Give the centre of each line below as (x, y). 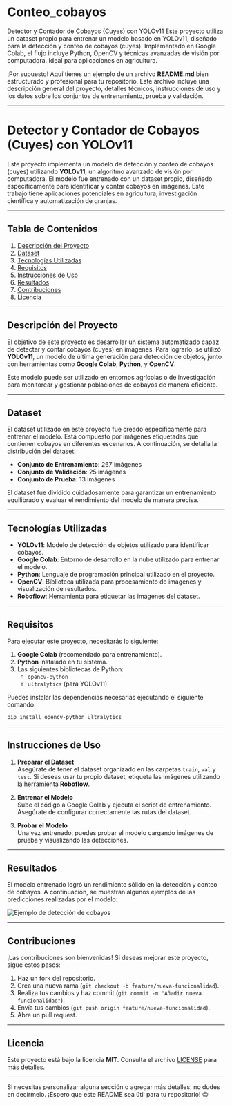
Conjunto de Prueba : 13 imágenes (66, 479)
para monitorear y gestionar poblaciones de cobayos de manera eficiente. (113, 385)
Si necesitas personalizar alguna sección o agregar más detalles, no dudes (114, 1087)
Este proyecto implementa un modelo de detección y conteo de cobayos (110, 164)
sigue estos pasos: (34, 965)
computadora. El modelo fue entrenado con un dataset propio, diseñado (110, 179)
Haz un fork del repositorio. (56, 979)
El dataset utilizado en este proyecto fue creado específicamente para (107, 430)
